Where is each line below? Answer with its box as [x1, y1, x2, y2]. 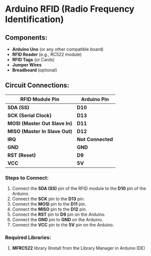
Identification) [5, 14, 64, 25]
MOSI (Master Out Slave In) [7, 120, 73, 127]
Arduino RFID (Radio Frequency [5, 3, 135, 15]
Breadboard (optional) [12, 67, 57, 73]
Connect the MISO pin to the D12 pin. [12, 207, 87, 212]
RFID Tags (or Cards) [12, 57, 55, 62]
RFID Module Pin [20, 95, 59, 102]
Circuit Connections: [5, 81, 70, 90]
